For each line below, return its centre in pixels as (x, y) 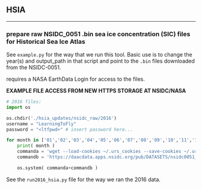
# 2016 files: (24, 102)
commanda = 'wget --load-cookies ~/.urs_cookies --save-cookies (99, 152)
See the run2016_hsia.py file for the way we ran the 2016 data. (84, 179)
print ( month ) (36, 146)
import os (19, 107)
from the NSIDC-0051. (34, 67)
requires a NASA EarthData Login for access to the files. (76, 79)
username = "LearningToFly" (41, 124)
